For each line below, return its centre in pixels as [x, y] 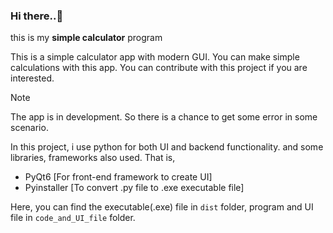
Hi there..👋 [37, 16]
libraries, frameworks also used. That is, [93, 158]
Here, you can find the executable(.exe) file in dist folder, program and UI [162, 207]
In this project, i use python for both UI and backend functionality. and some [167, 147]
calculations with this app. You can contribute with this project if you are [159, 68]
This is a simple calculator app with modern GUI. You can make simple [155, 57]
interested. [32, 78]
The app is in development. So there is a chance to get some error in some [164, 117]
